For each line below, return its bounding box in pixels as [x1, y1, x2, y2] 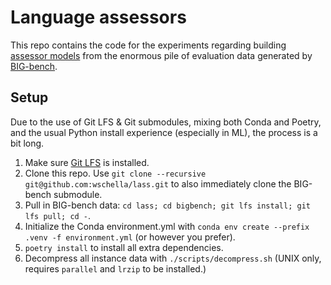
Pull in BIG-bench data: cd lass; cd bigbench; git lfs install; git [24, 199, 311, 211]
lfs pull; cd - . [24, 209, 92, 221]
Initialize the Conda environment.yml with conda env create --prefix [24, 220, 310, 232]
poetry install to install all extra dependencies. [24, 241, 224, 253]
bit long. [10, 137, 45, 149]
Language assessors [10, 6, 187, 29]
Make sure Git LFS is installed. [24, 156, 150, 168]
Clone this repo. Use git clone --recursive [24, 167, 207, 179]
